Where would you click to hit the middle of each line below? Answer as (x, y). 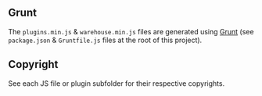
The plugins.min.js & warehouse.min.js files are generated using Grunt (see (131, 31)
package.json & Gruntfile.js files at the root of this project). (105, 40)
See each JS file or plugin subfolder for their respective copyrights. (117, 83)
